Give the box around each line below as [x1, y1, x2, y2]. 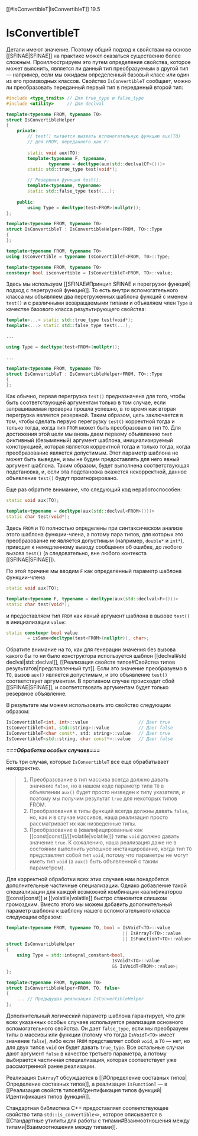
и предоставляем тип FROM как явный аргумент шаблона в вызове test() [6, 612, 190, 619]
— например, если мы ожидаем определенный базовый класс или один [6, 71, 190, 78]
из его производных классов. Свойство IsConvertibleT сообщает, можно [6, 77, 191, 84]
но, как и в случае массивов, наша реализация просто [29, 814, 168, 821]
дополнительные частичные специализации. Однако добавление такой [6, 882, 187, 889]
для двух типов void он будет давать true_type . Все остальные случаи [6, 1044, 184, 1051]
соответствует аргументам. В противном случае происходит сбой [6, 677, 175, 684]
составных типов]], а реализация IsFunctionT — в [42, 1080, 168, 1087]
